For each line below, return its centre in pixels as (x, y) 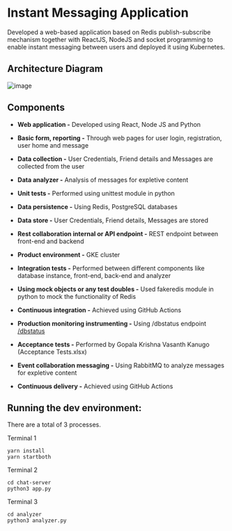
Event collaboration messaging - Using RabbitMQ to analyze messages (121, 365)
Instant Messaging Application (98, 13)
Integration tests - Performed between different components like (111, 268)
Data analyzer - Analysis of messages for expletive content (103, 180)
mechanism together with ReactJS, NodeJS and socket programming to (110, 39)
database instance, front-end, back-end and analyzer (94, 275)
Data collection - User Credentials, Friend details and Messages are (115, 159)
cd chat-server (29, 483)
